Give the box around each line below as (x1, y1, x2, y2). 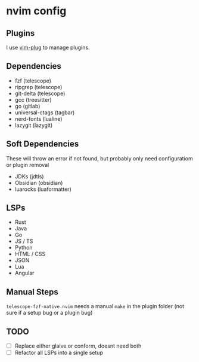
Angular (14, 269, 35, 276)
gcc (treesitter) (14, 96, 52, 103)
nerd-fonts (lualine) (14, 115, 63, 122)
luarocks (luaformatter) (14, 185, 71, 193)
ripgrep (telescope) (14, 83, 63, 90)
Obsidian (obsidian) (14, 179, 63, 186)
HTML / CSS (14, 250, 46, 258)
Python (14, 244, 33, 251)
